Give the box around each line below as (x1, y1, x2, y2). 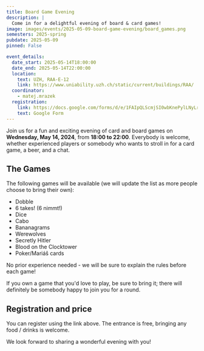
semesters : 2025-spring (6, 32, 67, 38)
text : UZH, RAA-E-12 (17, 77, 69, 83)
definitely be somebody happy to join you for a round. (6, 286, 141, 293)
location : (12, 70, 36, 77)
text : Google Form (17, 110, 64, 116)
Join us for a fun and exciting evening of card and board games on (6, 127, 173, 134)
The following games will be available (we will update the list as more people (6, 180, 198, 187)
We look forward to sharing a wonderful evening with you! (6, 338, 152, 346)
